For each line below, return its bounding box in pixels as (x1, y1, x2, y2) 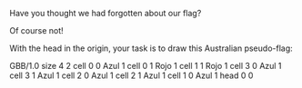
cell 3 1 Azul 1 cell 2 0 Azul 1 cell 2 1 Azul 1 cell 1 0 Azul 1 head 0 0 (9, 70, 254, 81)
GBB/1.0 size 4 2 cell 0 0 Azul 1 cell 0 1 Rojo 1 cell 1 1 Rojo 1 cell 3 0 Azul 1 (9, 61, 282, 71)
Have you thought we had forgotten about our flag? (9, 8, 202, 18)
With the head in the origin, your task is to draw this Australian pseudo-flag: (9, 43, 293, 54)
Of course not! (9, 25, 64, 35)
